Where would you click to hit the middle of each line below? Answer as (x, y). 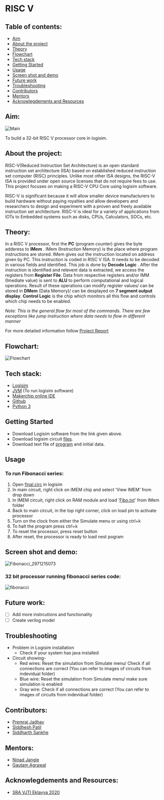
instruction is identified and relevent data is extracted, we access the (75, 270)
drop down (23, 495)
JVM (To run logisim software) (43, 391)
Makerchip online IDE (34, 396)
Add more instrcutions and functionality (52, 615)
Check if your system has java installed (59, 653)
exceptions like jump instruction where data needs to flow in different (75, 316)
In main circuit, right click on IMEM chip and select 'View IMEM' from (82, 489)
